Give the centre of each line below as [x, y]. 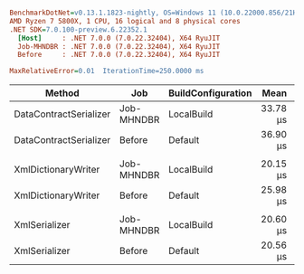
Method [62, 93]
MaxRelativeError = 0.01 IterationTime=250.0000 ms [107, 71]
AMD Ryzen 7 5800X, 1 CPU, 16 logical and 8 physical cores [125, 21]
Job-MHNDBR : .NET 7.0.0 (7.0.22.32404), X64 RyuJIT [119, 46]
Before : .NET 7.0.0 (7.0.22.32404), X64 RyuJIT [119, 55]
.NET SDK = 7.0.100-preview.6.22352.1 [78, 29]
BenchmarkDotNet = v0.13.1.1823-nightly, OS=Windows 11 [113, 13]
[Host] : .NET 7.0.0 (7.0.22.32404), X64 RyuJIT [119, 38]
